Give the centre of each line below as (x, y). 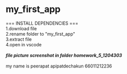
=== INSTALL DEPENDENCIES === (42, 23)
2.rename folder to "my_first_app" (40, 34)
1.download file (21, 28)
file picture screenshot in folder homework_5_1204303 (64, 55)
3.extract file (19, 39)
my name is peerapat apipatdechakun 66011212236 (59, 66)
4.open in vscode (24, 44)
